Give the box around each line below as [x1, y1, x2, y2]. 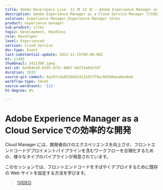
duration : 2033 [5, 70, 36, 75]
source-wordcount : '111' [5, 83, 55, 88]
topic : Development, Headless [5, 29, 66, 34]
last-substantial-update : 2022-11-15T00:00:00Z [5, 52, 103, 57]
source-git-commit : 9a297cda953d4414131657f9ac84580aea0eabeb [5, 74, 133, 79]
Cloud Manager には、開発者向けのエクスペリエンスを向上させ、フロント [5, 142, 151, 147]
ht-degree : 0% [5, 88, 34, 93]
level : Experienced [5, 39, 45, 44]
